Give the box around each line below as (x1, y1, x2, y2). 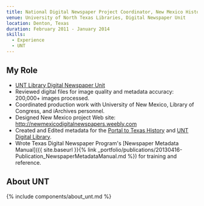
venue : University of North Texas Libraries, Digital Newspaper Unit (6, 15, 186, 21)
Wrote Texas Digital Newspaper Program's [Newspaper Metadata (15, 139, 179, 146)
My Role (6, 65, 38, 76)
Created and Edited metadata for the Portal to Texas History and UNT (15, 126, 189, 134)
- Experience (12, 37, 45, 43)
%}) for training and (127, 153, 177, 160)
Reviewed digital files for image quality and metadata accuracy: (15, 88, 174, 95)
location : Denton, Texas (6, 20, 69, 26)
